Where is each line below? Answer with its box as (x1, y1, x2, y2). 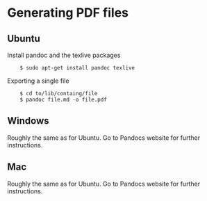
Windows (7, 115, 49, 127)
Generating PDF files (7, 5, 129, 21)
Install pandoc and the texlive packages (7, 51, 121, 59)
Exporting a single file (7, 77, 69, 85)
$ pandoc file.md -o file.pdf (19, 96, 108, 103)
